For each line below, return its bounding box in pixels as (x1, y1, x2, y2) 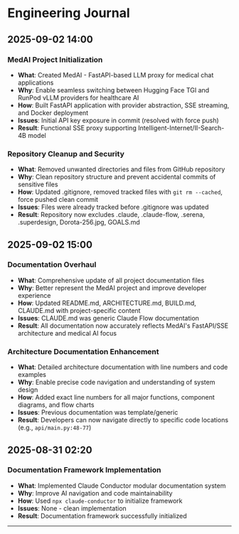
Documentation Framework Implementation (7, 465, 161, 475)
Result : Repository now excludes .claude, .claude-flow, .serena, (17, 210, 205, 219)
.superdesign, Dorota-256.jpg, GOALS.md (17, 218, 140, 227)
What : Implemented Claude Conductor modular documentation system (17, 481, 226, 490)
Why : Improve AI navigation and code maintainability (17, 488, 173, 497)
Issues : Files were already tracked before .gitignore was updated (17, 203, 209, 211)
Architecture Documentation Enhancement (7, 346, 159, 356)
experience (17, 291, 51, 299)
